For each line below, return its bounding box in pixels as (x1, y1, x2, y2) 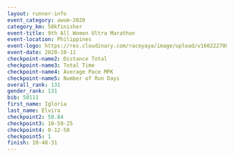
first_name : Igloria (7, 101, 68, 108)
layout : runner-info (7, 10, 68, 17)
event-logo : (7, 42, 42, 49)
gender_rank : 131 (7, 88, 58, 94)
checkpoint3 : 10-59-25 (7, 119, 73, 127)
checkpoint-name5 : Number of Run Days (7, 74, 120, 82)
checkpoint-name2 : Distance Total (7, 56, 108, 63)
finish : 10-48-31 (7, 140, 58, 147)
